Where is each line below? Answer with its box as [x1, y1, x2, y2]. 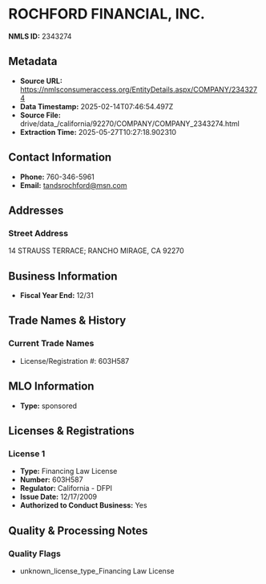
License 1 [8, 447, 46, 459]
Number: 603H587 [19, 475, 83, 484]
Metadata [8, 55, 58, 68]
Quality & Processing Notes [8, 524, 148, 537]
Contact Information [8, 150, 112, 165]
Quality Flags [8, 548, 62, 559]
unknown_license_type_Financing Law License [19, 566, 175, 575]
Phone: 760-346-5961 [19, 172, 95, 182]
